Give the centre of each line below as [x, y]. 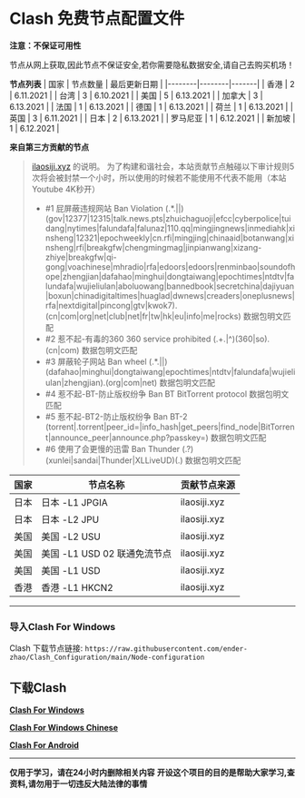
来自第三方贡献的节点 [49, 147]
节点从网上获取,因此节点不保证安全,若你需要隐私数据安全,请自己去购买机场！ [152, 64]
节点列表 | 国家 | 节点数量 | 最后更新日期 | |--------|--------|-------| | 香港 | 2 [152, 84]
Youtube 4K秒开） [65, 189]
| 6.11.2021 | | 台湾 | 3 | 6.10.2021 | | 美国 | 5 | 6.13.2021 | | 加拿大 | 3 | [136, 95]
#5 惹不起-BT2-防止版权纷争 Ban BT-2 [116, 416]
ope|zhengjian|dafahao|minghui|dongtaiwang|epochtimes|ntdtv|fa [170, 276]
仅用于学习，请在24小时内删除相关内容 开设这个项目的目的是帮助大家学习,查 [152, 773]
